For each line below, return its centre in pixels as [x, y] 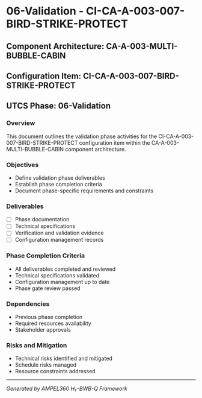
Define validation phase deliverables [60, 178]
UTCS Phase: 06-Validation [59, 106]
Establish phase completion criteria [58, 184]
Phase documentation [42, 220]
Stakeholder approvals [43, 330]
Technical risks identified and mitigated [63, 359]
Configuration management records [59, 240]
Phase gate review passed [47, 288]
